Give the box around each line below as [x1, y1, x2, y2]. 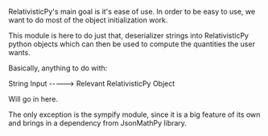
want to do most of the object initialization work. [8, 15, 168, 25]
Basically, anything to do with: [8, 63, 108, 73]
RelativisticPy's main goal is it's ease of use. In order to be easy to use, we [8, 7, 256, 16]
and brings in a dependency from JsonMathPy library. [8, 118, 188, 127]
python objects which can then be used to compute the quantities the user [8, 39, 256, 49]
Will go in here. [8, 94, 59, 103]
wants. [8, 48, 31, 57]
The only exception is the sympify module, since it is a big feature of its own [8, 110, 261, 119]
